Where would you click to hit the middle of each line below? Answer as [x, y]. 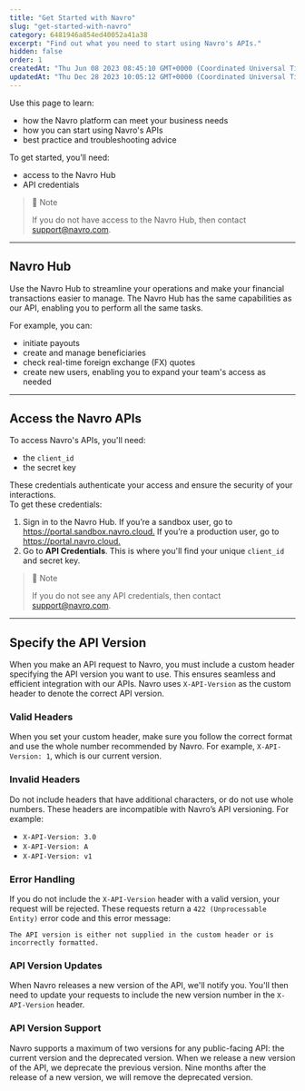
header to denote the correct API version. [87, 694]
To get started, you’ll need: [60, 157]
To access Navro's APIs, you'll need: [78, 441]
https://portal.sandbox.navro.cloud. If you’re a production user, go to [151, 531]
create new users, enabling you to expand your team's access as [144, 372]
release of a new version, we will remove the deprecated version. [131, 1076]
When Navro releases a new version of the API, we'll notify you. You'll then [149, 986]
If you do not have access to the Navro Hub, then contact [139, 220]
